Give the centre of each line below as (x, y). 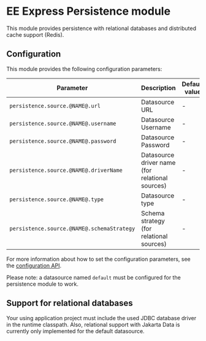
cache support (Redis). (35, 34)
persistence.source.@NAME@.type (57, 199)
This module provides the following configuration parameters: (84, 69)
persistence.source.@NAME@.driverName (66, 170)
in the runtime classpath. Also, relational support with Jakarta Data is (93, 324)
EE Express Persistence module (88, 11)
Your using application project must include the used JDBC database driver (101, 318)
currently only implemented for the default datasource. (76, 331)
